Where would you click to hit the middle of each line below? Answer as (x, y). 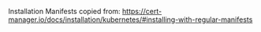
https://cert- (142, 11)
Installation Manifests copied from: (64, 11)
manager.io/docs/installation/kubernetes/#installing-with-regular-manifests (130, 20)
